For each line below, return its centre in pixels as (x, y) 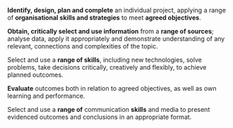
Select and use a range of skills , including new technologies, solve (105, 60)
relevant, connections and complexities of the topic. (83, 46)
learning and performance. (46, 96)
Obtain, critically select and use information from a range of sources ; (110, 31)
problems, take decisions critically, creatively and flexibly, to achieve (107, 67)
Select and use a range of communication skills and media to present (109, 109)
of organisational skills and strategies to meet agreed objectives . (104, 18)
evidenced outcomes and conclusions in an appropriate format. (100, 117)
